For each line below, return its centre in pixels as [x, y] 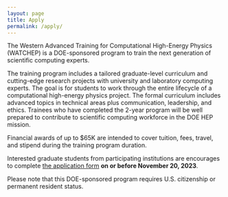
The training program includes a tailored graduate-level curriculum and [107, 73]
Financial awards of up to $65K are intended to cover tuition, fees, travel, [110, 138]
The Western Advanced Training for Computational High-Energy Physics [110, 46]
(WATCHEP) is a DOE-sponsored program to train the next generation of [109, 53]
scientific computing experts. [48, 60]
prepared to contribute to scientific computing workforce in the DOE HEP [110, 117]
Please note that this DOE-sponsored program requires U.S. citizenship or [112, 179]
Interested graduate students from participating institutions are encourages [114, 159]
